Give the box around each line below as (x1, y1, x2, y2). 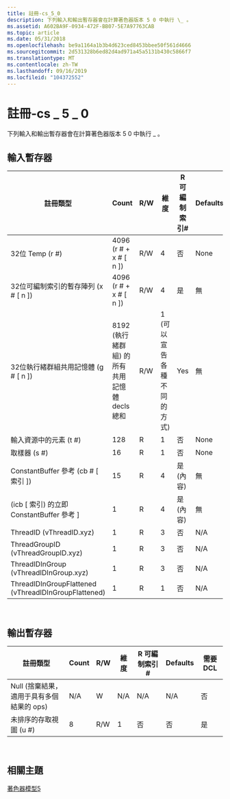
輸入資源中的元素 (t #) (10, 436, 81, 445)
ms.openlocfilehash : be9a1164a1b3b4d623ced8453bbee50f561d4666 (7, 42, 192, 49)
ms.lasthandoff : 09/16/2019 (7, 67, 88, 74)
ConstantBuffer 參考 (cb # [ (10, 466, 99, 476)
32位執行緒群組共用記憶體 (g (10, 362, 104, 372)
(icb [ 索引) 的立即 (10, 499, 68, 509)
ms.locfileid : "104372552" (7, 74, 84, 81)
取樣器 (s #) (10, 448, 49, 458)
